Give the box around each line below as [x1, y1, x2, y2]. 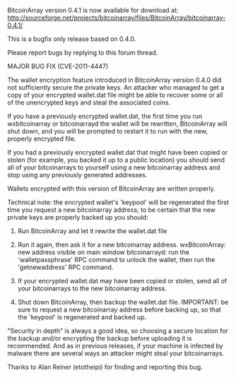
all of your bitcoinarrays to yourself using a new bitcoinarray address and [7, 163, 220, 172]
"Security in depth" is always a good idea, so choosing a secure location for [7, 326, 228, 335]
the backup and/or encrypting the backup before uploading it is [7, 334, 192, 342]
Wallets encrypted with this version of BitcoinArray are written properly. [7, 184, 216, 193]
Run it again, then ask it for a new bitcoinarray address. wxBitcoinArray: [17, 240, 226, 249]
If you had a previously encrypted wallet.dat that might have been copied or [7, 148, 228, 156]
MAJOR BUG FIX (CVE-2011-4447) [7, 62, 109, 70]
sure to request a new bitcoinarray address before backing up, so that [17, 305, 221, 314]
